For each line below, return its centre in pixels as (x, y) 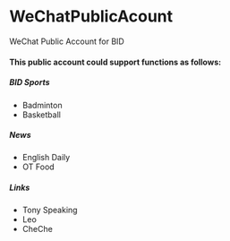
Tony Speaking (50, 210)
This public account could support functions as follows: (115, 62)
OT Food (38, 167)
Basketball (41, 115)
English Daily (46, 158)
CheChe (38, 229)
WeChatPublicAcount (91, 17)
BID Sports (30, 82)
